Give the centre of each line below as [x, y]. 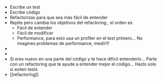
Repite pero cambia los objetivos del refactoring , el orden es [71, 22]
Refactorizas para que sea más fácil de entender [59, 17]
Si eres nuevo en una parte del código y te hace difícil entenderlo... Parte [83, 59]
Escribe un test [25, 7]
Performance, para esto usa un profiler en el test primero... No [80, 38]
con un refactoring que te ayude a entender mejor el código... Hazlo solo [83, 64]
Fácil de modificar [35, 33]
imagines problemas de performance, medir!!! [63, 43]
